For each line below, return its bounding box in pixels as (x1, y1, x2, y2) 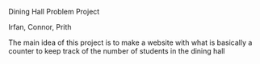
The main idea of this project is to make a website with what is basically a (8, 38, 253, 47)
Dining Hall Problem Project (8, 7, 100, 16)
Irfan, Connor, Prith (8, 22, 72, 31)
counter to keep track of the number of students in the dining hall (8, 46, 225, 55)
